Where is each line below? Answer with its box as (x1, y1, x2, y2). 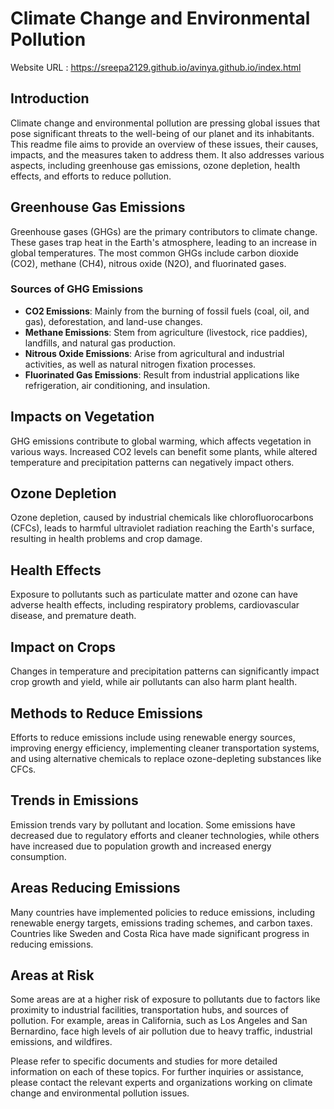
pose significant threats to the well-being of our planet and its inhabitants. (10, 127, 315, 139)
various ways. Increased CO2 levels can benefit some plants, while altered (10, 445, 318, 457)
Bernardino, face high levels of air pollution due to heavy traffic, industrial (10, 1025, 313, 1037)
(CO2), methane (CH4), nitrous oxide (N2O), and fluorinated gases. (10, 257, 287, 269)
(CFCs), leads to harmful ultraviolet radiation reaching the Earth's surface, (10, 522, 315, 534)
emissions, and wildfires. (10, 1036, 113, 1048)
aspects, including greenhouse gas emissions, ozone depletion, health (10, 159, 301, 171)
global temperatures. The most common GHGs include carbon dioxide (10, 247, 300, 259)
